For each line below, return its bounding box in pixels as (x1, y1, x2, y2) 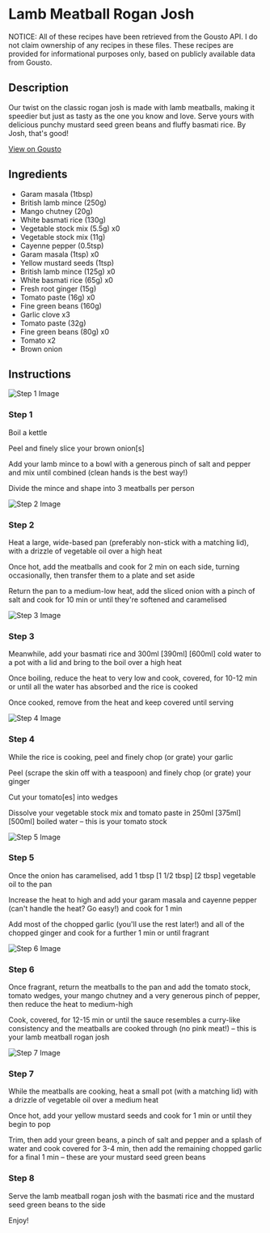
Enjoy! (8, 1215, 30, 1225)
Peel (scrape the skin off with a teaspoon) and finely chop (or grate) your (8, 767, 252, 778)
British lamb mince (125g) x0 (19, 267, 116, 276)
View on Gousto (8, 143, 62, 154)
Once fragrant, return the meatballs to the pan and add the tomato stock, (8, 982, 251, 992)
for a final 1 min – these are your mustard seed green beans (8, 1152, 206, 1163)
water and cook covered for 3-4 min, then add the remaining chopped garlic (8, 1144, 263, 1154)
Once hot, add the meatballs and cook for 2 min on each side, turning (8, 561, 240, 571)
